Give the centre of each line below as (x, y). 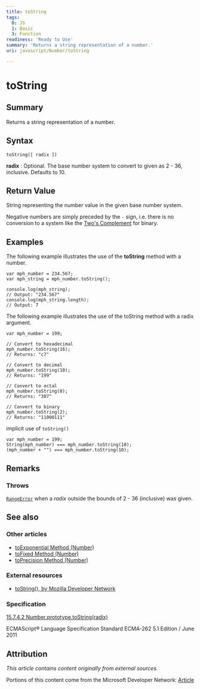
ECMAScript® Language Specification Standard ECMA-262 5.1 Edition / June (100, 629)
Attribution (27, 654)
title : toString (26, 12)
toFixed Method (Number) (47, 554)
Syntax (20, 141)
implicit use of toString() (38, 429)
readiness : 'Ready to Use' (40, 40)
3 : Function (27, 34)
